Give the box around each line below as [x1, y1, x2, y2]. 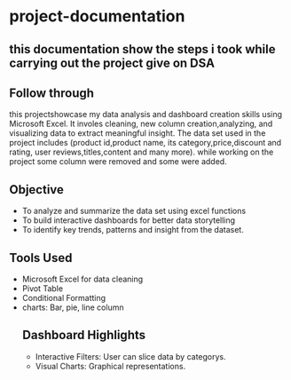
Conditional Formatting [21, 293, 106, 304]
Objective [9, 182, 65, 197]
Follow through [9, 85, 95, 100]
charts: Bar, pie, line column [21, 302, 124, 313]
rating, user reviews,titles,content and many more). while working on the [9, 146, 274, 157]
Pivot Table [21, 283, 64, 294]
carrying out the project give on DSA [9, 55, 216, 70]
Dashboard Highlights [21, 328, 146, 343]
